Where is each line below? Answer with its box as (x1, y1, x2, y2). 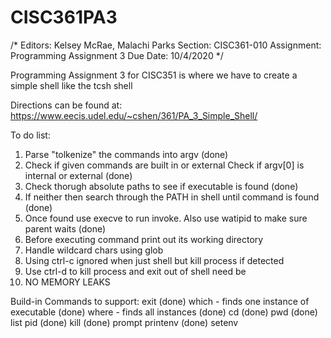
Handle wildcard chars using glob (24, 244, 164, 256)
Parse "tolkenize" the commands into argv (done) (24, 148, 229, 160)
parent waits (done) (24, 222, 107, 235)
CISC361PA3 (10, 6, 118, 29)
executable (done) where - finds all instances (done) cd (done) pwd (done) (10, 306, 318, 318)
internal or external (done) (24, 169, 133, 181)
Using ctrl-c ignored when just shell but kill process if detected (24, 254, 285, 266)
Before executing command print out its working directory (24, 233, 264, 245)
